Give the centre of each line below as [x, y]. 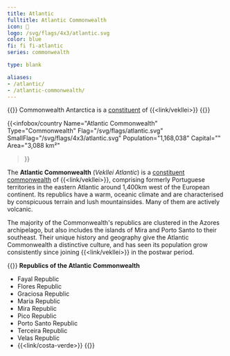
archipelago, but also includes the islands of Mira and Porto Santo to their [112, 230]
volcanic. [20, 210]
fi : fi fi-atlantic [35, 46]
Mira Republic [37, 309]
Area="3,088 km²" [34, 146]
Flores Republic [39, 287]
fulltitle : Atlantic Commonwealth [57, 20]
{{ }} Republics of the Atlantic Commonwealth [73, 266]
